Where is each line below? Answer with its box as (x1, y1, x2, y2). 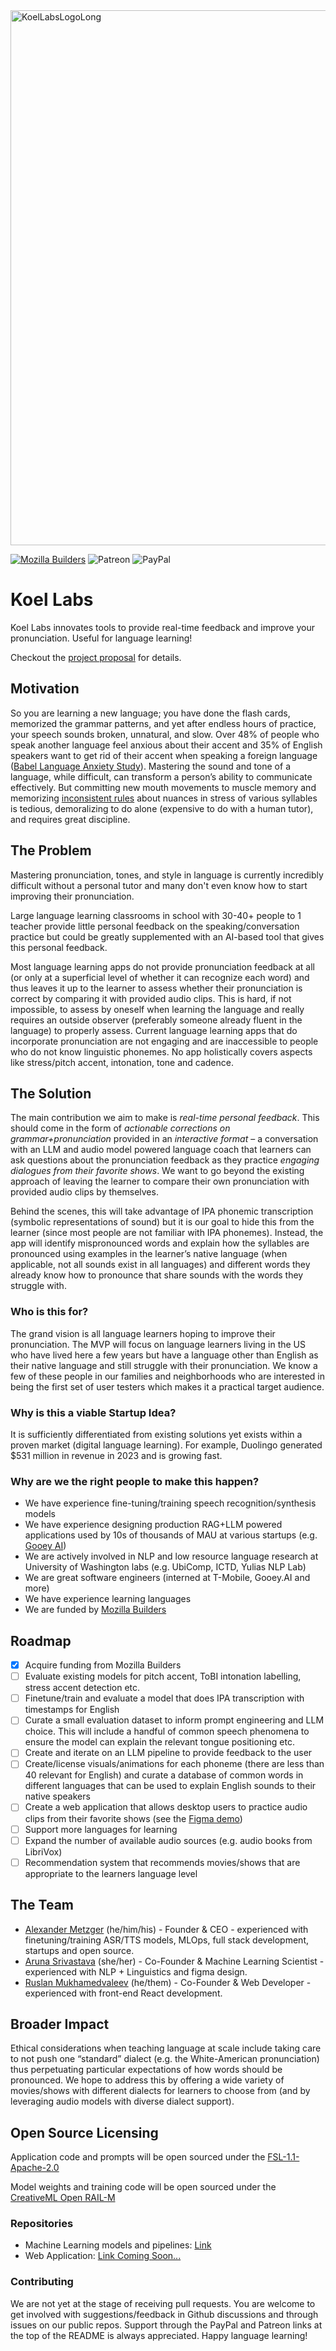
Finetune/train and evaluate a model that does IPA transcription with (24, 1692, 305, 1704)
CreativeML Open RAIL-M (10, 2192, 116, 2204)
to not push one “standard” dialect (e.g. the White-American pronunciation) (10, 2053, 320, 2065)
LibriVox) (24, 1845, 63, 1858)
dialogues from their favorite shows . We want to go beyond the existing (10, 1165, 305, 1177)
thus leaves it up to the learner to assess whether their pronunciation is (10, 982, 303, 994)
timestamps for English (24, 1704, 120, 1716)
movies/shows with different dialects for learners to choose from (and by (10, 2085, 311, 2097)
